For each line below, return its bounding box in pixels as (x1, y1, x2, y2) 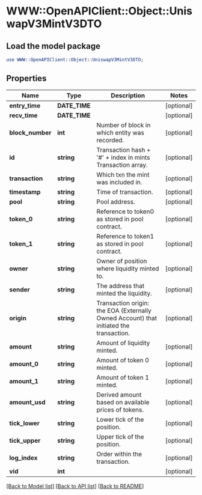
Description (111, 91, 145, 100)
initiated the (96, 321, 130, 330)
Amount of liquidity (96, 338, 150, 347)
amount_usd (9, 398, 46, 406)
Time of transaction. (96, 187, 153, 196)
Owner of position (96, 257, 147, 265)
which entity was (96, 128, 144, 136)
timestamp (9, 187, 41, 196)
